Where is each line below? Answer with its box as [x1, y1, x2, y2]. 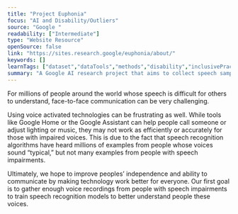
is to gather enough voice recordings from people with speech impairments [7, 184, 228, 193]
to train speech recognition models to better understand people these [7, 192, 211, 201]
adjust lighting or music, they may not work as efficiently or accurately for [7, 125, 222, 134]
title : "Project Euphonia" [7, 10, 87, 18]
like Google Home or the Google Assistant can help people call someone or [7, 118, 227, 126]
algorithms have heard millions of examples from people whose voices [7, 140, 214, 149]
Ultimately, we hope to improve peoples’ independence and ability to [7, 169, 208, 178]
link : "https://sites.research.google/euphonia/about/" [7, 50, 176, 57]
